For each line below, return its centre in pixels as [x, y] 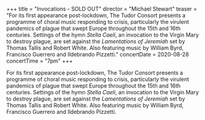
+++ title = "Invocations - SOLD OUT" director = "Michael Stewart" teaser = [102, 9]
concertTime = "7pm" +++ [40, 61]
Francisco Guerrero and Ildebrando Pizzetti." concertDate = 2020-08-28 [98, 54]
